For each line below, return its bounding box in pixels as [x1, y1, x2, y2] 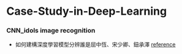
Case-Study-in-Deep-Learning [6, 4, 167, 18]
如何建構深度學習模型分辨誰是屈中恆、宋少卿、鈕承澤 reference [15, 41, 176, 48]
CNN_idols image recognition [6, 26, 96, 35]
